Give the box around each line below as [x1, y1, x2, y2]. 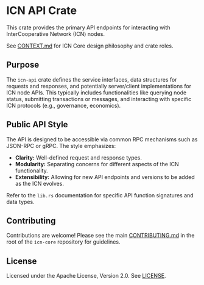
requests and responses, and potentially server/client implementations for [6, 82, 192, 90]
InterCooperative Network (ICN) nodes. [6, 30, 105, 37]
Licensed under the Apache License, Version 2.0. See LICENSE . [6, 272, 166, 280]
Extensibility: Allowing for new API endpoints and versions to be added [15, 173, 195, 180]
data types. [6, 198, 35, 205]
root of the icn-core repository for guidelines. [6, 238, 121, 245]
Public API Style [6, 119, 68, 130]
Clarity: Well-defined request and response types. [15, 153, 142, 161]
